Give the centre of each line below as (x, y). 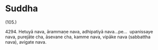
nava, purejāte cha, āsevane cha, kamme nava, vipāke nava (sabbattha (78, 37)
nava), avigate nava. (26, 42)
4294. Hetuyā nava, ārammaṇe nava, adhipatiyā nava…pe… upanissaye (79, 31)
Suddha (22, 9)
